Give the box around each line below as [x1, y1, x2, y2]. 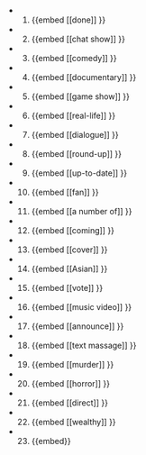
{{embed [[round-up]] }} [31, 149, 123, 159]
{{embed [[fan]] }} [31, 187, 99, 197]
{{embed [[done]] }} [31, 14, 106, 25]
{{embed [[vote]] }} [31, 283, 104, 293]
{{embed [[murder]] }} [31, 359, 114, 369]
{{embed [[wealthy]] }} [31, 416, 116, 427]
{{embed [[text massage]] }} [31, 340, 137, 350]
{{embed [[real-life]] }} [31, 110, 115, 121]
